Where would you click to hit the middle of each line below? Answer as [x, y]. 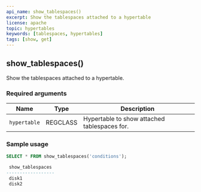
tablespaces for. [106, 126]
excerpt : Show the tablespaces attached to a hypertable [79, 17]
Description [138, 109]
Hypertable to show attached [124, 119]
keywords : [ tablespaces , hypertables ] [54, 34]
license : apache [26, 23]
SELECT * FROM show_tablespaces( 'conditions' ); [67, 157]
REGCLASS [62, 123]
